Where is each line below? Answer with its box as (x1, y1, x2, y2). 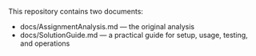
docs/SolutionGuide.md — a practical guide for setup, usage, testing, (19, 31, 248, 39)
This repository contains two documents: (8, 7, 144, 16)
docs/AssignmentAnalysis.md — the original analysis (19, 22, 194, 31)
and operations (19, 39, 70, 48)
